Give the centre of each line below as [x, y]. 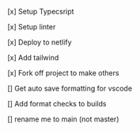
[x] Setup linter [32, 27]
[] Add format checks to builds [57, 104]
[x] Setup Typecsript [41, 12]
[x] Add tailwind [33, 58]
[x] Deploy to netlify [40, 42]
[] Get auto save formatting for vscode [70, 88]
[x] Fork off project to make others [63, 73]
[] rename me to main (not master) [63, 119]
